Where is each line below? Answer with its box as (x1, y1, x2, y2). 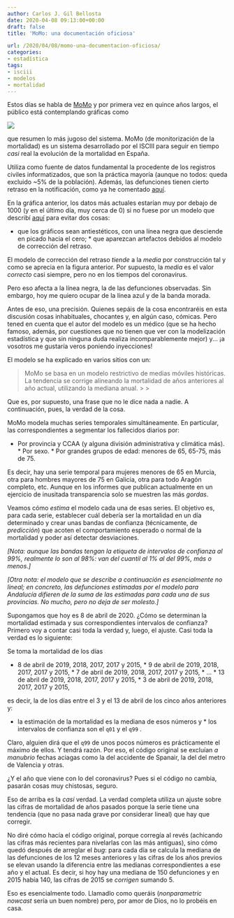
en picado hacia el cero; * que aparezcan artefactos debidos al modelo (17, 235, 222, 243)
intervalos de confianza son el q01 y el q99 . (17, 725, 142, 733)
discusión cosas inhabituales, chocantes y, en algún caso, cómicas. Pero (7, 313, 217, 321)
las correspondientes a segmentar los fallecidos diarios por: (7, 426, 180, 434)
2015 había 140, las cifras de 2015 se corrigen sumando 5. (7, 875, 175, 884)
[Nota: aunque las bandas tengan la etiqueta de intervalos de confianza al (7, 547, 223, 556)
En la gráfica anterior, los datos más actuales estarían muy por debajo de (7, 199, 218, 207)
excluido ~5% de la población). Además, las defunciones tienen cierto (7, 178, 210, 186)
